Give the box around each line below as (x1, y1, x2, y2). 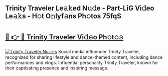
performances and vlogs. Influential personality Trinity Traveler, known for (5, 60, 158, 65)
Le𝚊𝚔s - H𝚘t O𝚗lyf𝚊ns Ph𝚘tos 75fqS (5, 12, 122, 21)
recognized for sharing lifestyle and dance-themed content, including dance (5, 54, 163, 60)
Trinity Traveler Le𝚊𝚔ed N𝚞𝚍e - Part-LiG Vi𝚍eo (5, 4, 154, 13)
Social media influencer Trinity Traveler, (58, 49, 140, 54)
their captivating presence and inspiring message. (5, 65, 109, 71)
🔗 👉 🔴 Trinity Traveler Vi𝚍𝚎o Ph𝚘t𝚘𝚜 (5, 33, 124, 41)
